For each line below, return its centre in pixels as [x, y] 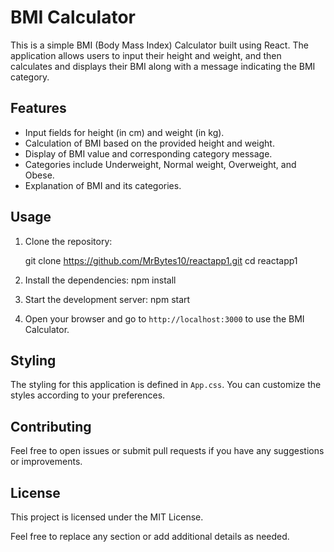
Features [38, 108]
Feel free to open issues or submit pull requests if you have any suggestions [167, 451]
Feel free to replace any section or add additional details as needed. [150, 536]
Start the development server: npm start [107, 299]
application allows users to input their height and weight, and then [146, 55]
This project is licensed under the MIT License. [107, 517]
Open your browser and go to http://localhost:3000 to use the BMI [164, 318]
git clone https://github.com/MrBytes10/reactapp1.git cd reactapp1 [161, 260]
